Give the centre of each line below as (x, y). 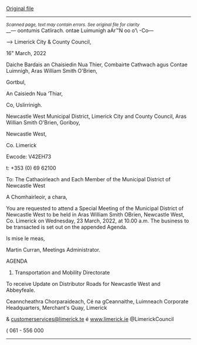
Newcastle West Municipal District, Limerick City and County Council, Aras (96, 116)
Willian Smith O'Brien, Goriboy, (43, 122)
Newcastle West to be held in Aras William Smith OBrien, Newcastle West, (95, 214)
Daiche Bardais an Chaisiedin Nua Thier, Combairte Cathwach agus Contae (97, 65)
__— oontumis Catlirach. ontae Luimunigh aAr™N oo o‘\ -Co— (80, 31)
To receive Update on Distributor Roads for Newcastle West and (83, 284)
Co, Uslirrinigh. (24, 105)
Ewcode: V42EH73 (29, 157)
